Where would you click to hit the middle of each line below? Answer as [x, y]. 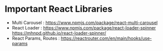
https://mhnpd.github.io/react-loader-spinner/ [59, 33]
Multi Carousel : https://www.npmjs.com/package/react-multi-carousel [85, 23]
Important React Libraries [59, 9]
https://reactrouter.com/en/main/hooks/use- [106, 38]
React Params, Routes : [36, 38]
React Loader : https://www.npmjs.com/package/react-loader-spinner [84, 27]
